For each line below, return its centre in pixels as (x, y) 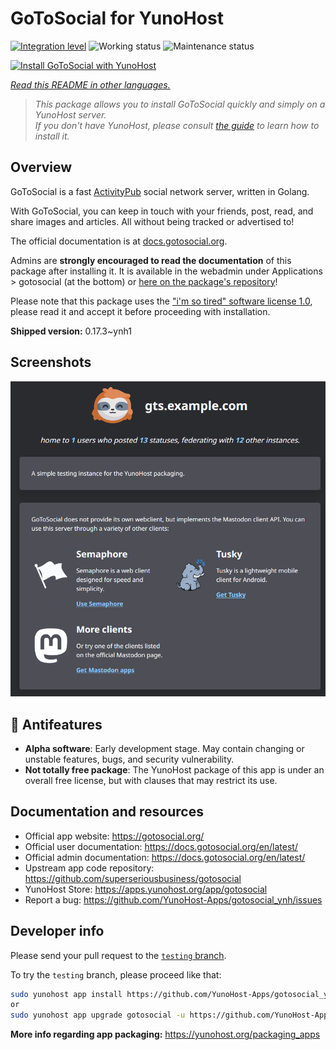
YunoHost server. (70, 114)
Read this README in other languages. (90, 84)
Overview (41, 167)
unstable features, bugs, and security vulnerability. (129, 759)
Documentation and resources (107, 812)
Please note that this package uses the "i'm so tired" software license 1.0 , (161, 301)
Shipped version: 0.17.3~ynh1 (71, 331)
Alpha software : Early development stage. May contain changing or (164, 748)
